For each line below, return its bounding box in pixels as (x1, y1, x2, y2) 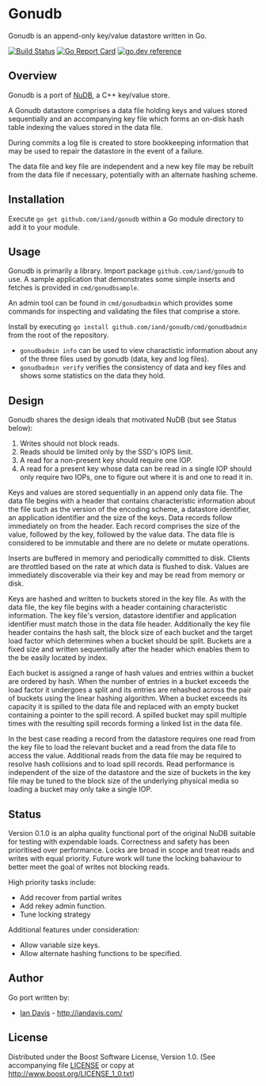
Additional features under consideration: (8, 925, 140, 934)
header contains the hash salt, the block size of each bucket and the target (8, 628, 253, 637)
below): (8, 423, 33, 433)
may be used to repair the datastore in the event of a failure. (8, 146, 204, 155)
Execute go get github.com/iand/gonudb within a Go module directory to (8, 214, 244, 223)
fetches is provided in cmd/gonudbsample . (8, 283, 140, 293)
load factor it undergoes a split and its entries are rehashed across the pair (8, 685, 252, 695)
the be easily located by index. (8, 653, 108, 663)
